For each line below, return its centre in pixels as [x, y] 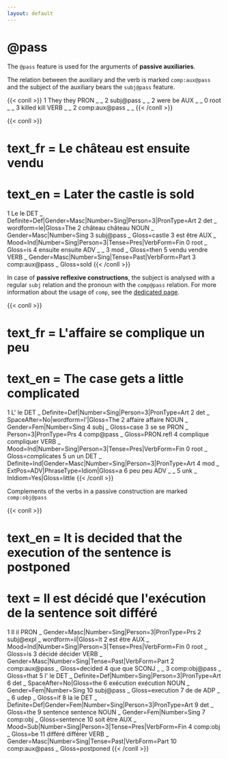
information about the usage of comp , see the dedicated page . [93, 292]
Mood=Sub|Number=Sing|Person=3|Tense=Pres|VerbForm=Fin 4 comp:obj [114, 726]
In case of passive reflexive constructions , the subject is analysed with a [111, 277]
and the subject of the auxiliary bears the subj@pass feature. [91, 87]
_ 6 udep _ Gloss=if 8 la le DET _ [52, 697]
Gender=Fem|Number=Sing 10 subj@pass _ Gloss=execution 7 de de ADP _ [114, 690]
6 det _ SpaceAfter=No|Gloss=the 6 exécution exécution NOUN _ [98, 683]
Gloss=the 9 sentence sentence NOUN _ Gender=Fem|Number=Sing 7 [106, 712]
